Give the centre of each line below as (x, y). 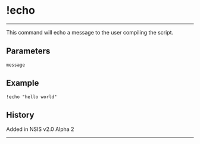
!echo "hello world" (32, 97)
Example (23, 83)
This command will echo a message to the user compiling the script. (90, 32)
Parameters (28, 51)
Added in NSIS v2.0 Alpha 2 (40, 129)
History (20, 115)
